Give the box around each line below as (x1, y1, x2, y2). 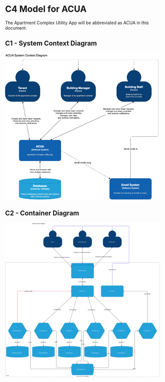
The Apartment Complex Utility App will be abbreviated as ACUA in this (5, 20, 149, 26)
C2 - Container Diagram (5, 209, 80, 217)
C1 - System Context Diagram (5, 39, 97, 48)
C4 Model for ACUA (5, 3, 87, 15)
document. (5, 25, 27, 31)
